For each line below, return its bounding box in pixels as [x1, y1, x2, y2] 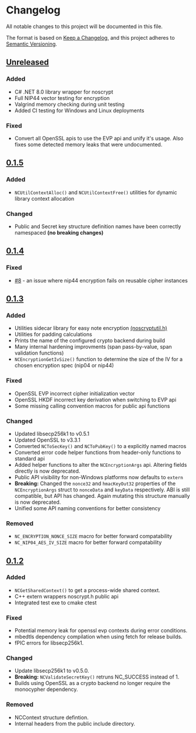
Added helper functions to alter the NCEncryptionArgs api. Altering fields [14, 461, 187, 468]
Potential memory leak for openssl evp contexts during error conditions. [14, 627, 188, 634]
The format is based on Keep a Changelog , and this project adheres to [6, 34, 175, 41]
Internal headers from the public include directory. [14, 720, 135, 727]
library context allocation [14, 195, 75, 202]
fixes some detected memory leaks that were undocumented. [14, 141, 163, 148]
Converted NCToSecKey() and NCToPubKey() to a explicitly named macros [14, 442, 187, 449]
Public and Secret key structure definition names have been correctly [14, 223, 181, 230]
